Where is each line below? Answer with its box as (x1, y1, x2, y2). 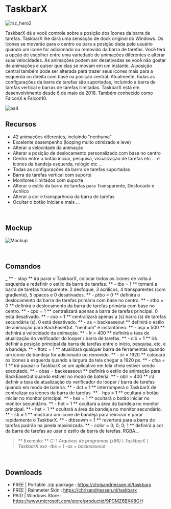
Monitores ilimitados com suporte (12, 177, 83, 183)
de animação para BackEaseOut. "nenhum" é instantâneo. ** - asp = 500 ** (5, 325, 165, 331)
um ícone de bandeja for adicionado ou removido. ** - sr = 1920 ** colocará (5, 352, 165, 358)
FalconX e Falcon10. (5, 95, 47, 101)
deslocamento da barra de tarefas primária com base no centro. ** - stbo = (5, 298, 164, 304)
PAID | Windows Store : (12, 493, 62, 499)
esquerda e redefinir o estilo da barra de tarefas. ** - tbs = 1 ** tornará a (5, 281, 158, 287)
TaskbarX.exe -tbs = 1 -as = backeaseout (17, 443, 106, 450)
